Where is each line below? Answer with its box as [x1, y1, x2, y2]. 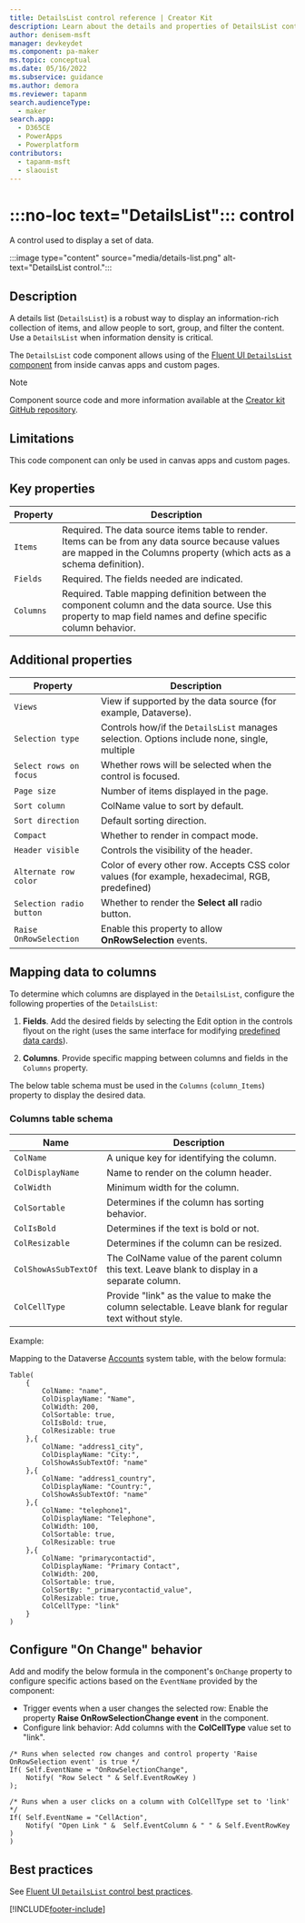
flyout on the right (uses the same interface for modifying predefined [22, 1026, 280, 1037]
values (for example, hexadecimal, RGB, [101, 870, 271, 883]
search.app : [9, 115, 54, 124]
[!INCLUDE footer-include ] [9, 1904, 106, 1915]
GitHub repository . [9, 404, 79, 415]
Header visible [14, 845, 80, 855]
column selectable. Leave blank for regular [106, 1301, 289, 1313]
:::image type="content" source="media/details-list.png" [9, 252, 221, 264]
